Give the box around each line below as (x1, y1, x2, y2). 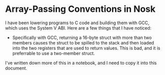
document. (5, 65, 27, 71)
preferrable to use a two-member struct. (12, 50, 95, 56)
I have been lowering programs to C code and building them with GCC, (5, 20, 150, 26)
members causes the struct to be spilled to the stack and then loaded (12, 39, 155, 45)
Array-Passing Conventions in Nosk (5, 3, 156, 15)
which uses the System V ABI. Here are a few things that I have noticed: (5, 25, 152, 31)
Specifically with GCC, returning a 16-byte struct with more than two (12, 35, 152, 40)
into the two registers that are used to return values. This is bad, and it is (12, 45, 161, 51)
